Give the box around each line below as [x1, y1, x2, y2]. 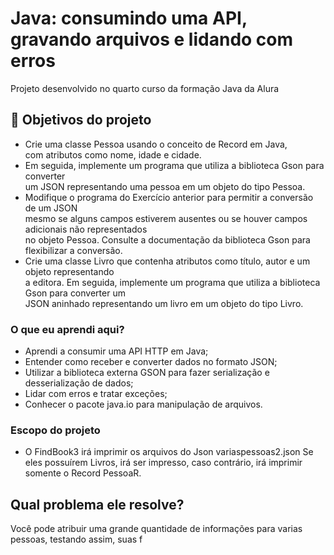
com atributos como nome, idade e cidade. [24, 148, 202, 161]
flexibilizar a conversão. [24, 244, 123, 256]
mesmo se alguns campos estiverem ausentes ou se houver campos [24, 212, 308, 224]
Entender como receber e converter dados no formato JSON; [24, 356, 278, 368]
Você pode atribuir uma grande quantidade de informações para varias [10, 523, 303, 535]
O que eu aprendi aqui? [10, 322, 125, 336]
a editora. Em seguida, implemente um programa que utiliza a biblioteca [24, 276, 321, 288]
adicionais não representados [24, 223, 148, 235]
